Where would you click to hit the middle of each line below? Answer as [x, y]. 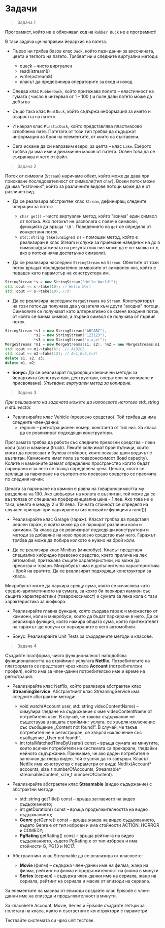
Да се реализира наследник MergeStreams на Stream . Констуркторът [83, 301]
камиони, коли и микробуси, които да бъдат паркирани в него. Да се [85, 616]
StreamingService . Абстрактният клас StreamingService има [76, 691]
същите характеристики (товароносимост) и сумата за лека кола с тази [81, 596]
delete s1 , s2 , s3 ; [25, 358]
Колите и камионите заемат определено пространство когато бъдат [77, 463]
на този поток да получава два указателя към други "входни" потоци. [86, 306]
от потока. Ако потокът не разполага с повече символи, [79, 221]
